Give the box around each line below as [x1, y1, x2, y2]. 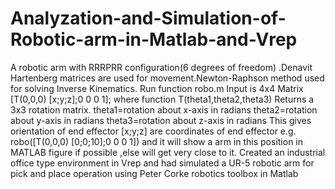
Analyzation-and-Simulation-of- [10, 7, 287, 30]
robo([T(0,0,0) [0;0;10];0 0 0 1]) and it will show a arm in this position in [10, 135, 304, 147]
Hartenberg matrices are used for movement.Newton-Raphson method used [10, 72, 325, 84]
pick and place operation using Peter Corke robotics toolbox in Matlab [10, 167, 299, 179]
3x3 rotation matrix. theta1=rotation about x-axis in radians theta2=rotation [10, 103, 318, 116]
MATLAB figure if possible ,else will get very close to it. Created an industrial [10, 146, 326, 158]
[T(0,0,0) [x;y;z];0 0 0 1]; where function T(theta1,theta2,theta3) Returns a [10, 93, 315, 105]
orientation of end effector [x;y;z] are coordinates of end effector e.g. [10, 125, 297, 137]
